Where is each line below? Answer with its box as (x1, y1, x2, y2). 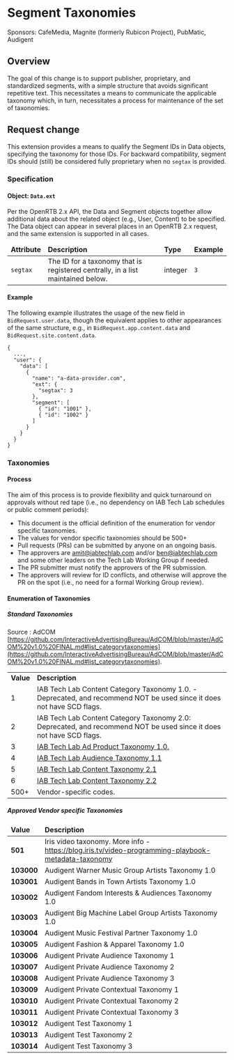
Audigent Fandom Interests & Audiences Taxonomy (45, 888, 212, 898)
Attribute (10, 244, 42, 254)
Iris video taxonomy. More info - (45, 836, 151, 846)
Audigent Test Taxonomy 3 (45, 1041, 133, 1051)
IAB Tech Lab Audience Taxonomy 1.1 (37, 753, 162, 763)
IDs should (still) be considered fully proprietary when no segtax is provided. (7, 157, 226, 165)
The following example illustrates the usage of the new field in (7, 309, 185, 317)
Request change (7, 124, 80, 136)
